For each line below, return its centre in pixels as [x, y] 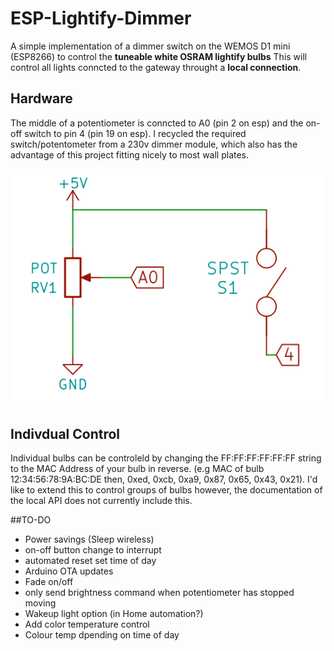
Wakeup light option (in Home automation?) [114, 613]
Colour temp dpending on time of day [102, 634]
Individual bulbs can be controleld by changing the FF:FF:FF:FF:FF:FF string [166, 458]
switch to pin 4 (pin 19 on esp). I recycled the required [135, 133]
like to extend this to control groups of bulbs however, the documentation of [166, 489]
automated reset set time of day [90, 560]
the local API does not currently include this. [101, 500]
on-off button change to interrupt [93, 549]
